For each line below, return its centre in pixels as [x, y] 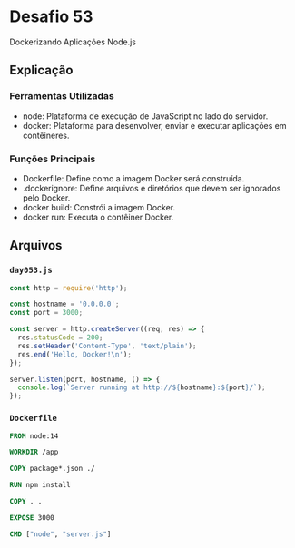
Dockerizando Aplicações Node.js [73, 42]
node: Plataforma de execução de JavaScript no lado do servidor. [145, 116]
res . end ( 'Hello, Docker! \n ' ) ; [74, 354]
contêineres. [46, 135]
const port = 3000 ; [46, 313]
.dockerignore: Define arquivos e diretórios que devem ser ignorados [152, 188]
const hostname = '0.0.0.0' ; [64, 304]
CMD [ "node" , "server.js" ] [60, 534]
